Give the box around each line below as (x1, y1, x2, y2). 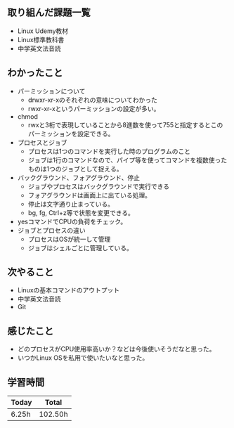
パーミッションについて (17, 86, 86, 95)
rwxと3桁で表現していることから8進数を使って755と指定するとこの (27, 120, 223, 129)
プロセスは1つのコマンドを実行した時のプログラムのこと (27, 147, 191, 155)
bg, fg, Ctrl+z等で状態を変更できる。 (27, 208, 135, 216)
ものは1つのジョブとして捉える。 (27, 164, 123, 173)
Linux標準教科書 (17, 35, 65, 44)
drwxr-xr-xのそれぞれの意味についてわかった (27, 96, 158, 104)
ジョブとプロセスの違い (17, 226, 86, 234)
